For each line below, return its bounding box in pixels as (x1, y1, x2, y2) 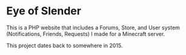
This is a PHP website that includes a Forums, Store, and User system (6, 24, 181, 31)
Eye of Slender (6, 4, 82, 18)
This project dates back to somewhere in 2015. (6, 42, 123, 49)
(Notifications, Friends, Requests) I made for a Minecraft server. (6, 30, 165, 37)
